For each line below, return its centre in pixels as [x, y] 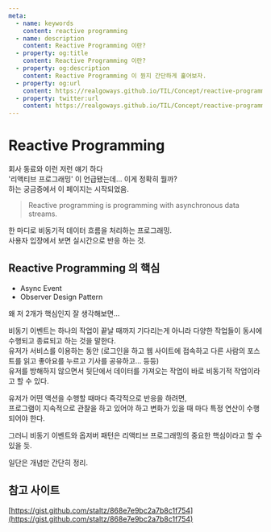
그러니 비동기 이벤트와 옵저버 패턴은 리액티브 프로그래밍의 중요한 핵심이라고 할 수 [135, 435]
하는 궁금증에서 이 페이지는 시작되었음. [69, 189]
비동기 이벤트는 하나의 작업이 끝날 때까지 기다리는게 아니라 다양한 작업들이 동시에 [135, 330]
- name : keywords [45, 23]
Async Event [41, 288]
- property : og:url [48, 83]
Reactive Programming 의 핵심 [84, 268]
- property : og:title [52, 53]
